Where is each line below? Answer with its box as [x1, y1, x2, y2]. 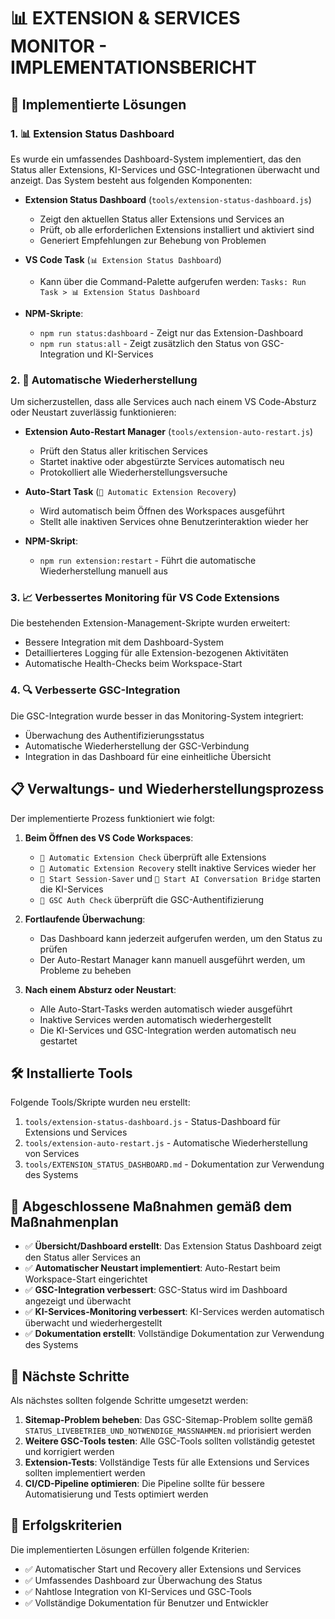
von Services [24, 1148, 80, 1160]
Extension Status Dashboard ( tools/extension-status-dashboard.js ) [24, 193, 312, 205]
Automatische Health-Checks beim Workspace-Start [24, 658, 243, 670]
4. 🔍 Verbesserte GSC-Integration [10, 683, 181, 697]
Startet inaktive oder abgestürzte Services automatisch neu [39, 456, 285, 468]
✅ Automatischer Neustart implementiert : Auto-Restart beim [24, 1262, 281, 1274]
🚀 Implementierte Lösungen [10, 96, 187, 113]
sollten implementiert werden [24, 1467, 146, 1479]
